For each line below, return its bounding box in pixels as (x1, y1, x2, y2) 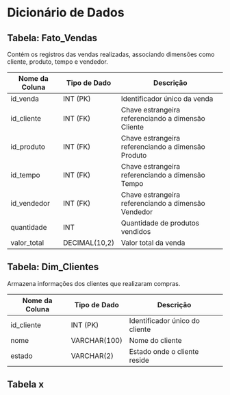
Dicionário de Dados (7, 5, 125, 21)
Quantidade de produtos (120, 218, 200, 228)
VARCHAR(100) (71, 335, 123, 345)
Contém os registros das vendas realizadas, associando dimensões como (7, 50, 215, 58)
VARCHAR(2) (71, 351, 114, 361)
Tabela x (7, 379, 44, 390)
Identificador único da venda (120, 94, 214, 104)
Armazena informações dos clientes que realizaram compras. (7, 279, 181, 287)
